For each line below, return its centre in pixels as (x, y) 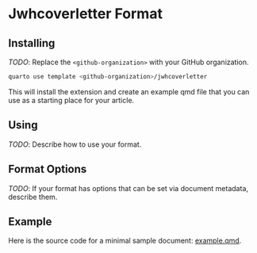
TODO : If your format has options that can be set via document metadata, (128, 188)
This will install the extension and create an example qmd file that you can (129, 91)
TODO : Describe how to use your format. (75, 144)
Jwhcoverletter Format (85, 14)
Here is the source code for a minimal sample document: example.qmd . (125, 241)
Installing (32, 43)
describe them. (33, 197)
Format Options (48, 169)
